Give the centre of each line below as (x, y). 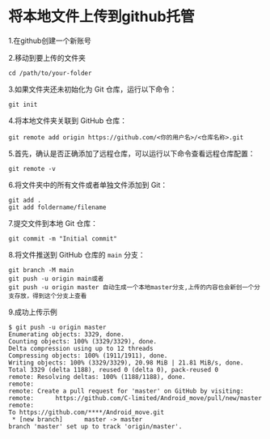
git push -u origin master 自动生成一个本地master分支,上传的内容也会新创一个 (131, 287)
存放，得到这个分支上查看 (51, 296)
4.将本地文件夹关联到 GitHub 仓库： (68, 120)
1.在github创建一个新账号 (50, 40)
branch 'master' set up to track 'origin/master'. (95, 426)
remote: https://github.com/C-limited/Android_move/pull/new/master (135, 398)
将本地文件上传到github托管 (102, 17)
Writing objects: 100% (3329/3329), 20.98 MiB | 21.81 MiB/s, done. (126, 362)
